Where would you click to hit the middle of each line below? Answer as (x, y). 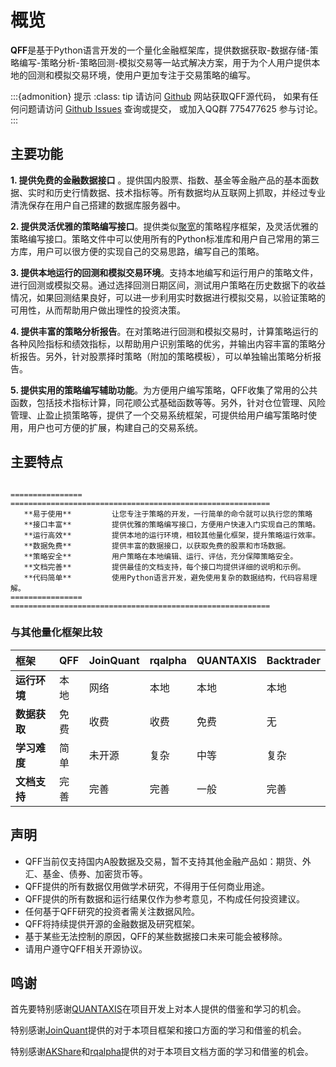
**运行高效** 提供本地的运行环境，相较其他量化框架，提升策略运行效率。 (172, 535)
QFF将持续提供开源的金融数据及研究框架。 (112, 923)
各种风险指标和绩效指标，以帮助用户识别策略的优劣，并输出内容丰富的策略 (163, 343)
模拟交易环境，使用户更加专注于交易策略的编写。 (154, 75)
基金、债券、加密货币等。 (95, 873)
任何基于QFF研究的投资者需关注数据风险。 (112, 911)
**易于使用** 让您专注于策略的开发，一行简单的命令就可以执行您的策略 (168, 514)
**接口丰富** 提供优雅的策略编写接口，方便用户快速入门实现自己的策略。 (172, 524)
